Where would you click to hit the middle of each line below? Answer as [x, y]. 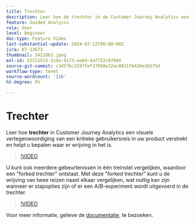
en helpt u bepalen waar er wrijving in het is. [59, 144]
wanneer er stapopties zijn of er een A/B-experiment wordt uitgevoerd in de [97, 186]
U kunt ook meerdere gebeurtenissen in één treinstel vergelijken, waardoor [96, 167]
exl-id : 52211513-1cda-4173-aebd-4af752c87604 [64, 60]
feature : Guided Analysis [37, 22]
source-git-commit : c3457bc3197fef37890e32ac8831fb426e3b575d [83, 66]
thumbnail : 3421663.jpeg [36, 55]
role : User [19, 28]
